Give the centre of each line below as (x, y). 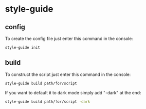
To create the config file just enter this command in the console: (69, 38)
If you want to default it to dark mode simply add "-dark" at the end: (73, 92)
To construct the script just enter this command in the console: (68, 74)
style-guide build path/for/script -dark (48, 101)
